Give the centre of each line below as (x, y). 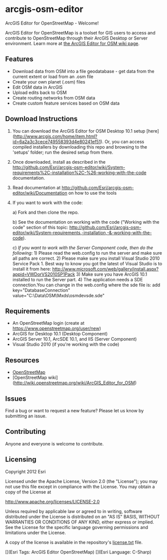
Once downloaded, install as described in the (59, 162)
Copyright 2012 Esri (25, 471)
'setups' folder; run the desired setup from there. (63, 152)
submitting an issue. (26, 416)
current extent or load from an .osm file (53, 77)
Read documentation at (36, 187)
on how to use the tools (92, 193)
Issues (16, 399)
